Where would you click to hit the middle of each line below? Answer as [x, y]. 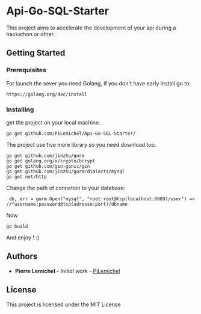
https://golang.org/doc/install [47, 94]
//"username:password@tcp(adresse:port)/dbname [67, 204]
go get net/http [26, 177]
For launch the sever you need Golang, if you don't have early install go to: [99, 83]
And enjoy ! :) [23, 237]
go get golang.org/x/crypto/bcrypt [51, 161]
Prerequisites [26, 70]
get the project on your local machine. [53, 122]
